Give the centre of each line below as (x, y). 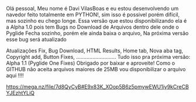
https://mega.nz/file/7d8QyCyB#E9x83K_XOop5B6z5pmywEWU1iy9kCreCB (97, 87)
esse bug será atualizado (36, 39)
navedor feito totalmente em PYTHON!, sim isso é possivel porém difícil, (93, 15)
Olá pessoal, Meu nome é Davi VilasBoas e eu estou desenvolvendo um (92, 8)
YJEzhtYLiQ (20, 93)
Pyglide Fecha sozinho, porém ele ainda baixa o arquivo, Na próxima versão (97, 33)
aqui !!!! (15, 75)
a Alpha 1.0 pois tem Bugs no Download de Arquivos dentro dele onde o (93, 27)
